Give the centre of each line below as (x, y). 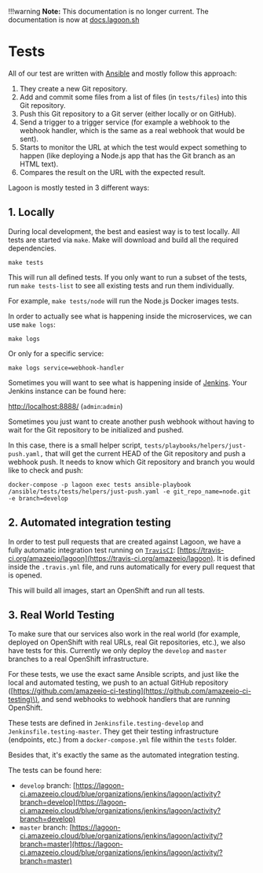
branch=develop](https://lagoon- (73, 802)
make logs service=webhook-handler (66, 368)
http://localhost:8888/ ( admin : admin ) (66, 406)
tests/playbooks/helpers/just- (195, 446)
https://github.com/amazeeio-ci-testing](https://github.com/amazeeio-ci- (132, 691)
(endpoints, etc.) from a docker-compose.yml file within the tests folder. (122, 740)
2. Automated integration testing (89, 523)
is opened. (25, 575)
